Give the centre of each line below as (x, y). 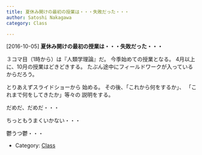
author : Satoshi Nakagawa (39, 18)
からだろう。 (22, 74)
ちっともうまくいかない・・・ (43, 120)
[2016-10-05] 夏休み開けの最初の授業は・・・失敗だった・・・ (85, 47)
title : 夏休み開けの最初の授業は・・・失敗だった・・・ (68, 12)
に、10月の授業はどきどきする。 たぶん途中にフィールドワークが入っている (100, 67)
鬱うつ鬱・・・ (25, 133)
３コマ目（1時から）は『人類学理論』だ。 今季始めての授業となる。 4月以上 (101, 59)
